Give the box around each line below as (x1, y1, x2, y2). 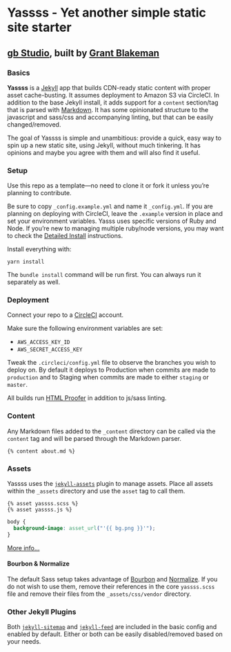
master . (7, 381, 28, 389)
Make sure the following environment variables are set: (7, 324, 163, 333)
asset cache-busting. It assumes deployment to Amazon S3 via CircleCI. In (7, 91, 219, 99)
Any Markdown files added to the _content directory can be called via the (7, 427, 216, 435)
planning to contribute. (7, 189, 72, 197)
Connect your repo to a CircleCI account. (7, 311, 124, 319)
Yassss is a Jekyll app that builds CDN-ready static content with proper (7, 83, 211, 91)
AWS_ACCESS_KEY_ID (17, 339, 70, 346)
